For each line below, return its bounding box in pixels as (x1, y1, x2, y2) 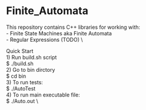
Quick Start (6, 47, 34, 54)
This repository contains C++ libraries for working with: (6, 24, 140, 31)
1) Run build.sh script (6, 54, 57, 61)
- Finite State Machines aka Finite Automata (6, 29, 112, 36)
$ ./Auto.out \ (6, 97, 38, 104)
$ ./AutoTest (6, 85, 36, 92)
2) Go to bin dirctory (6, 66, 55, 73)
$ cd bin (6, 72, 26, 79)
